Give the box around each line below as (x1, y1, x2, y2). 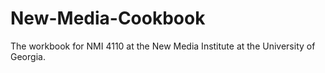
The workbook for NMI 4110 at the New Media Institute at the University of (10, 40, 316, 52)
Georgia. (10, 50, 46, 62)
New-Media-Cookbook (10, 7, 206, 30)
